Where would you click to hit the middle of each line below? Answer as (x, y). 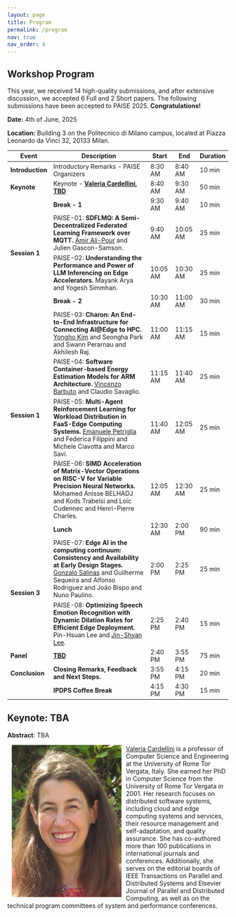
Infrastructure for (102, 322)
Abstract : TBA (28, 735)
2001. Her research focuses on (171, 793)
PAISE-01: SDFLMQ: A (86, 218)
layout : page (26, 15)
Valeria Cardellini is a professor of (175, 748)
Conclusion (27, 673)
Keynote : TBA (38, 718)
